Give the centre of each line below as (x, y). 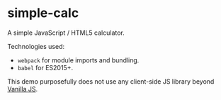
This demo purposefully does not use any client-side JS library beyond (111, 81)
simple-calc (43, 13)
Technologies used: (36, 46)
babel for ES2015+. (45, 67)
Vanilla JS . (23, 89)
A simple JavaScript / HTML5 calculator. (66, 33)
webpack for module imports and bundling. (78, 60)
